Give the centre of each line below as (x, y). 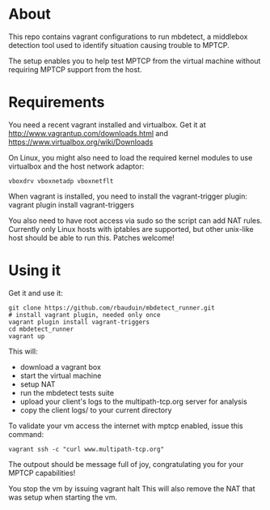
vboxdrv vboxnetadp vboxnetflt (61, 181)
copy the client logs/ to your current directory (96, 409)
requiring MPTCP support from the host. (76, 69)
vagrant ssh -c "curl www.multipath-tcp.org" (86, 449)
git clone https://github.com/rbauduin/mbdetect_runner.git (112, 308)
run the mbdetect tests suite (67, 392)
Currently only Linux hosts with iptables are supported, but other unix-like (131, 229)
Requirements (57, 103)
